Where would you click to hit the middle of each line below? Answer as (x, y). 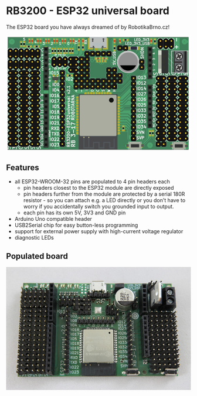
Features (23, 167)
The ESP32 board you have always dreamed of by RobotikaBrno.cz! (88, 27)
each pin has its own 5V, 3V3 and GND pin (74, 213)
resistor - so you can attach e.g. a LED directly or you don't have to (104, 200)
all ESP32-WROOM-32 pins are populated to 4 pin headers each (92, 182)
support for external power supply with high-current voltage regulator (99, 231)
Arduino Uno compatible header (53, 219)
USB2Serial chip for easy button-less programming (76, 225)
